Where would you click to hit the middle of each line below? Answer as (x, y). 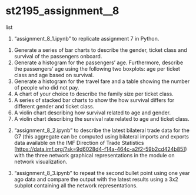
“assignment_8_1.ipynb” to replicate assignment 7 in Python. (87, 38)
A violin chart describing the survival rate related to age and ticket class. (102, 118)
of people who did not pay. (46, 87)
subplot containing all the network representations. (76, 185)
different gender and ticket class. (54, 106)
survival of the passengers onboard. (58, 56)
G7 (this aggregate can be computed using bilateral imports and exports (101, 136)
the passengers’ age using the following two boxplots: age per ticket (97, 68)
